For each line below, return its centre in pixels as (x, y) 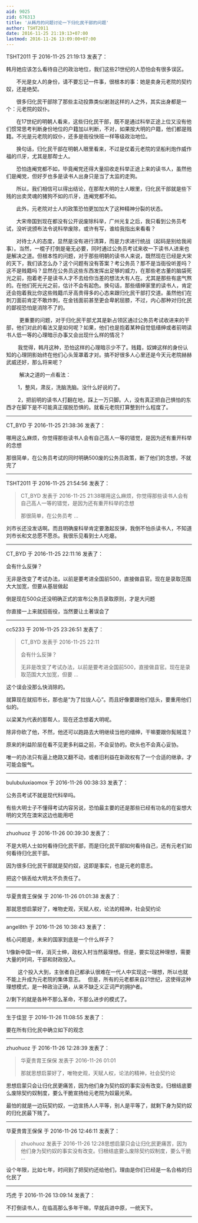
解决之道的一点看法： (45, 375)
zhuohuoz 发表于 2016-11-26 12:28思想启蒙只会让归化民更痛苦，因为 (104, 1144)
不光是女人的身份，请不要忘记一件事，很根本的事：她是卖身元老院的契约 (104, 81)
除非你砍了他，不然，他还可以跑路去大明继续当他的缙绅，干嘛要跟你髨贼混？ (99, 732)
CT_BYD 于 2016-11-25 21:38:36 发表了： (56, 425)
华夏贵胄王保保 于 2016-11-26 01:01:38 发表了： (63, 896)
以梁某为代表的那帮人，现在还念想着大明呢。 (60, 719)
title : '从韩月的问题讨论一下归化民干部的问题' (57, 22)
